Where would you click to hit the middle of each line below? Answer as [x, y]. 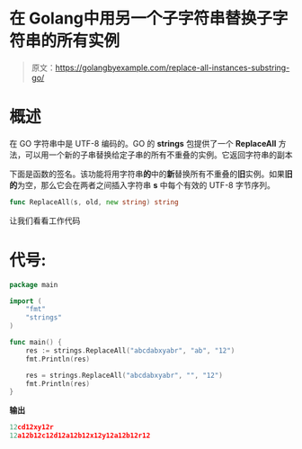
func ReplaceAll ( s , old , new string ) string [94, 202]
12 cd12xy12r [31, 427]
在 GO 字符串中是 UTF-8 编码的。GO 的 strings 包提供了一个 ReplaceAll [143, 143]
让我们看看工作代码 [45, 220]
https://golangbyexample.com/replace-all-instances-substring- [173, 67]
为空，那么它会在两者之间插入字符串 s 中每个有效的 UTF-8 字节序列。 [147, 184]
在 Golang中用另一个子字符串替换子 [141, 18]
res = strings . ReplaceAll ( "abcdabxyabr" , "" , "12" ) [124, 375]
